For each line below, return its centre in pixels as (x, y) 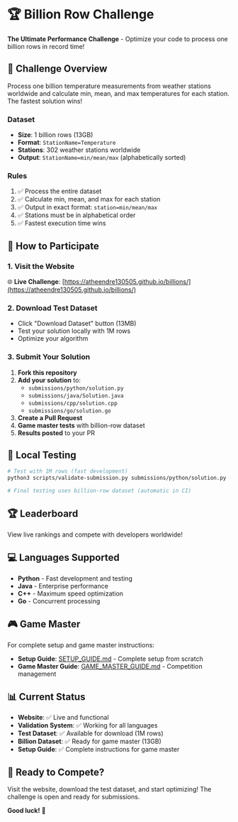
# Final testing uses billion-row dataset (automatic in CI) (100, 491)
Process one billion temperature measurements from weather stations (109, 86)
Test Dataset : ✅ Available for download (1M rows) (91, 733)
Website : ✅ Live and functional (63, 718)
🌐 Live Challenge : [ (36, 282)
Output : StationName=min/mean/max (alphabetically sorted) (102, 158)
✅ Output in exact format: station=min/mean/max (87, 207)
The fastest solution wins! (45, 101)
